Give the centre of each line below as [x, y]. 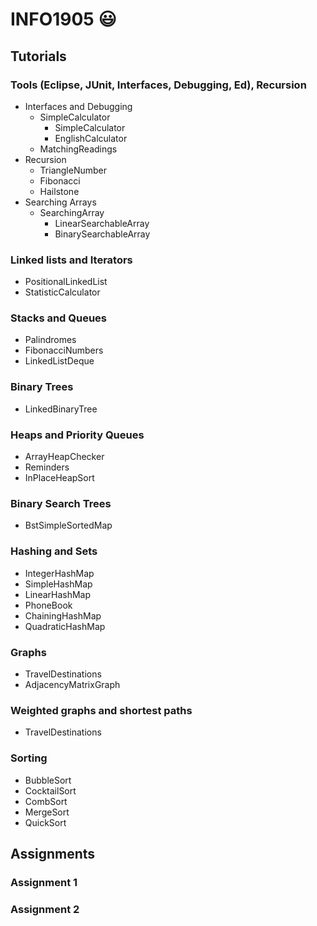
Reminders [47, 467]
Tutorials [38, 56]
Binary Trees [42, 387]
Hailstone [59, 191]
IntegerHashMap [59, 573]
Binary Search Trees [61, 503]
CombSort [46, 801]
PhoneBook [48, 605]
